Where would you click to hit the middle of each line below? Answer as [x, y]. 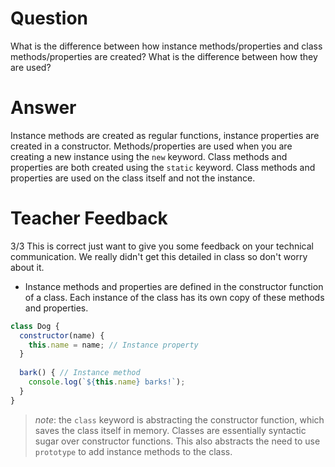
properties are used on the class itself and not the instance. [133, 178]
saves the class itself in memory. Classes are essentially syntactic [170, 430]
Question [49, 18]
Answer [43, 108]
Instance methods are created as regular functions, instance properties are [165, 135]
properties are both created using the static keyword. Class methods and [163, 167]
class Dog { [35, 326]
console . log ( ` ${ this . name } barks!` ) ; [107, 382]
